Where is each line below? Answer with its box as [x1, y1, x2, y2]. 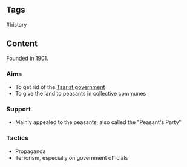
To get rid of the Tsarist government [15, 83, 105, 90]
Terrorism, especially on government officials [15, 154, 128, 161]
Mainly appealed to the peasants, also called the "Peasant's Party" [15, 119, 182, 126]
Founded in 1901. [6, 54, 48, 62]
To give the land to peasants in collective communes [15, 90, 146, 97]
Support [6, 105, 31, 113]
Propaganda [15, 148, 46, 155]
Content [6, 39, 38, 49]
